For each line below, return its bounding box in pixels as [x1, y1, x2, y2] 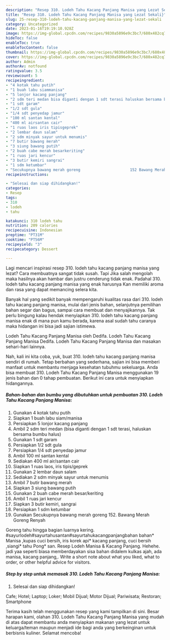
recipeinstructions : [6, 172, 49, 177]
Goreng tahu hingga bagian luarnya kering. [6, 527, 95, 533]
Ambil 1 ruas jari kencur [13, 496, 62, 502]
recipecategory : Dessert [6, 246, 58, 252]
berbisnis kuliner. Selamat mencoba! [6, 630, 81, 636]
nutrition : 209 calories [6, 223, 58, 228]
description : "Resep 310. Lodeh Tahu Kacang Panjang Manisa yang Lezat [6, 7, 159, 13]
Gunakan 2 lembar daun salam [13, 469, 77, 475]
